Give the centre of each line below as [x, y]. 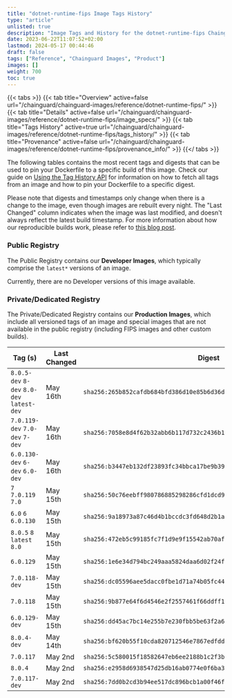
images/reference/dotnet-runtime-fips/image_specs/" [84, 120]
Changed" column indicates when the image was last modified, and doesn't [115, 213]
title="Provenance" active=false [52, 142]
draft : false [26, 53]
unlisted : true [29, 26]
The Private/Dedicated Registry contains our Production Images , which [109, 314]
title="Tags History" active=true [52, 127]
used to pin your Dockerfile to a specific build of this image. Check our [108, 170]
